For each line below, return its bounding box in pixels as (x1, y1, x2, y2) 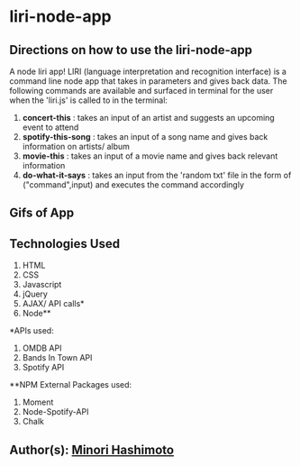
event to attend (22, 122, 79, 132)
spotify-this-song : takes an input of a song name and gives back (22, 132, 268, 142)
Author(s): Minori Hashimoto (9, 442, 174, 457)
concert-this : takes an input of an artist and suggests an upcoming (22, 113, 275, 123)
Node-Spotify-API (22, 407, 89, 417)
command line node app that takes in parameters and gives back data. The (9, 76, 287, 87)
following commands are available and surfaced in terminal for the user (9, 86, 274, 96)
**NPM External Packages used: (9, 379, 132, 390)
